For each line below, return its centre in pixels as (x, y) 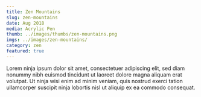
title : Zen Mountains (33, 12)
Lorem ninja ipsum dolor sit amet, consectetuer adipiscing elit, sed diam (96, 68)
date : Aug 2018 (25, 23)
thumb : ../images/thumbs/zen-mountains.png (62, 34)
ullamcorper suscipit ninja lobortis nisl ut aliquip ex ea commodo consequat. (101, 87)
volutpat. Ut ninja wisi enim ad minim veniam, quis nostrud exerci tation (94, 81)
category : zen (24, 46)
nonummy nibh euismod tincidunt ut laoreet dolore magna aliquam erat (94, 74)
